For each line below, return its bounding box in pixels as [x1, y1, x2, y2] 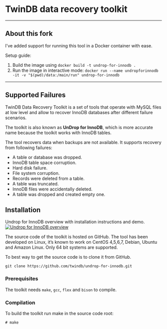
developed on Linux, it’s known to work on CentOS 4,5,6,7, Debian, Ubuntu [5, 239, 158, 245]
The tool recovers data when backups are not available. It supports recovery [5, 139, 162, 145]
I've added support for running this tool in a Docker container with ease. [5, 42, 153, 48]
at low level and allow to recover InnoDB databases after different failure [5, 109, 153, 115]
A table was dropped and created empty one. [12, 191, 105, 197]
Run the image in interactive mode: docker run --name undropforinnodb [12, 67, 159, 73]
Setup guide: [5, 52, 31, 58]
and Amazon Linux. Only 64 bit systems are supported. [5, 244, 118, 250]
